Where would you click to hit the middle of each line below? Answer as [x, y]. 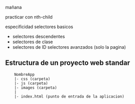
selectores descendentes [39, 36]
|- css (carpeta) [32, 79]
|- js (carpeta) [31, 83]
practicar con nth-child [29, 17]
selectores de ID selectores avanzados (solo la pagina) [69, 47]
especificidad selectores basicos [39, 27]
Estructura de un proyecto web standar [68, 63]
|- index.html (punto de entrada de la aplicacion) [69, 96]
